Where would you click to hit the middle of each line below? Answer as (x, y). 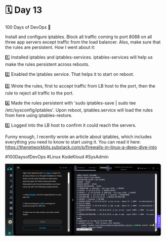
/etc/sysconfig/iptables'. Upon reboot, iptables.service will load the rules (79, 110)
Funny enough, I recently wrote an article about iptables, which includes (79, 137)
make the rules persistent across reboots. (47, 64)
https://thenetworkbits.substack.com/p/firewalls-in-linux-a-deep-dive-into (81, 147)
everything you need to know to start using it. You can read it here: (73, 142)
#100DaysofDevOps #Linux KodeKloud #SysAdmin (57, 156)
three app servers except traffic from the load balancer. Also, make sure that (83, 42)
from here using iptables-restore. (39, 115)
